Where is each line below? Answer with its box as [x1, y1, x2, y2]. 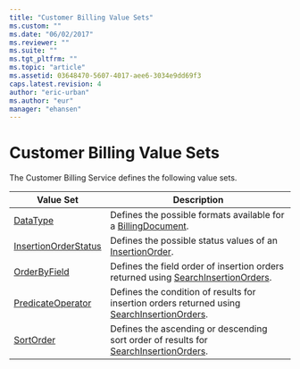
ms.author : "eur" [9, 96, 74, 105]
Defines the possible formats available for [110, 209, 285, 222]
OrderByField [13, 265, 70, 278]
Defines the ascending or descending [110, 323, 268, 335]
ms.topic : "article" [9, 63, 87, 72]
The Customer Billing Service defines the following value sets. [9, 172, 237, 183]
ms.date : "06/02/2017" [9, 29, 94, 38]
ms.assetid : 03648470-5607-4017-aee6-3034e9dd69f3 [9, 71, 202, 80]
